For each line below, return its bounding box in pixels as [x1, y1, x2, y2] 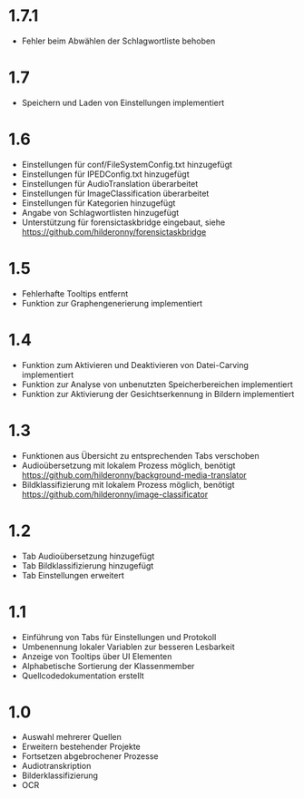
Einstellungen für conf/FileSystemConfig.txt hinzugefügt [21, 159, 233, 170]
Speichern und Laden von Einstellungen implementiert [21, 97, 225, 108]
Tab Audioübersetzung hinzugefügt [21, 550, 155, 561]
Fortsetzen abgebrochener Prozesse [21, 751, 159, 762]
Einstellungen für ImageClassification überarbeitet [21, 188, 210, 199]
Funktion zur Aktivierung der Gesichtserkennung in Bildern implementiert [21, 388, 295, 399]
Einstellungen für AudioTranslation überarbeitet [21, 178, 199, 189]
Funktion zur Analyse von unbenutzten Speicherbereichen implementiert [21, 378, 294, 390]
